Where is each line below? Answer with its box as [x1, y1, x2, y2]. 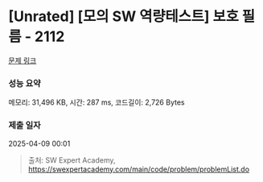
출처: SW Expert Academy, [27, 155, 116, 165]
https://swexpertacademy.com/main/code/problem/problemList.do [27, 164, 250, 174]
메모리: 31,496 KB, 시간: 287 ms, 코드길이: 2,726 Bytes [8, 97, 185, 107]
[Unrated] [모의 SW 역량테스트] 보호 [8, 7, 239, 26]
